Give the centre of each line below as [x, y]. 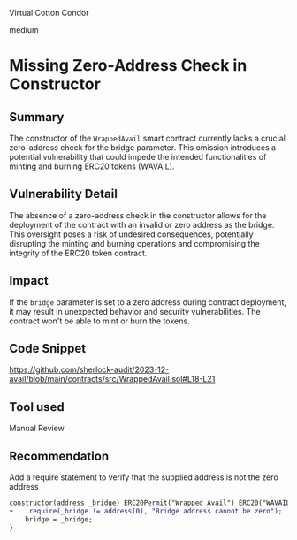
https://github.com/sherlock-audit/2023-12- [89, 369]
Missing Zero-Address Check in [128, 66]
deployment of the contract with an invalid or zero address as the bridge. [142, 224]
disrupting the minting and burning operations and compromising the [135, 243]
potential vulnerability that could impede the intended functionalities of [138, 157]
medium [24, 30]
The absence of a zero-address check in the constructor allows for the [138, 215]
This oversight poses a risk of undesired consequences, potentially [131, 234]
